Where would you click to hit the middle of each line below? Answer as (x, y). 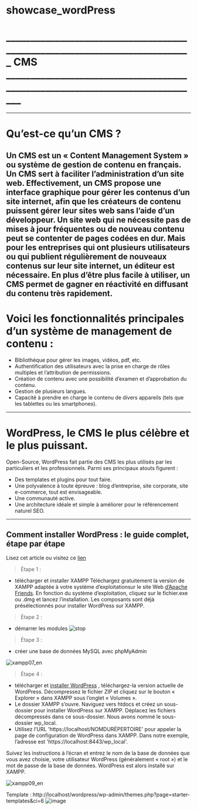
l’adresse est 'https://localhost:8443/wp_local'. (71, 742)
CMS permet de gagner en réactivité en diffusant (97, 284)
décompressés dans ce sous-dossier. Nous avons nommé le (88, 717)
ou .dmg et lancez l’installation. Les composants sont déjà (84, 599)
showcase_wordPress (61, 10)
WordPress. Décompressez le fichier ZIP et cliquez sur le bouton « (95, 692)
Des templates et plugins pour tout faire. (63, 479)
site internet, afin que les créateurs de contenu (94, 201)
